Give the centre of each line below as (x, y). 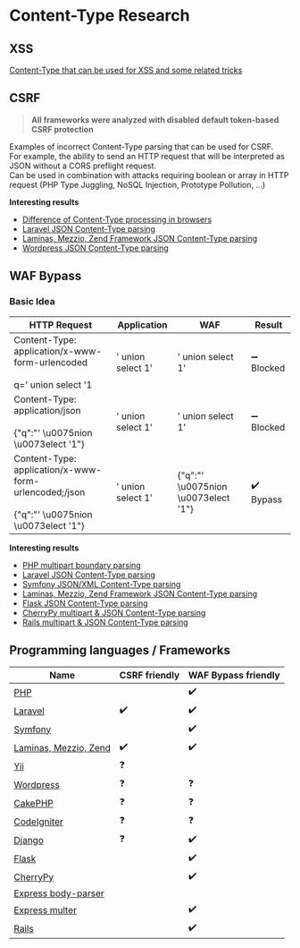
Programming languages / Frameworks (120, 650)
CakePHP (33, 803)
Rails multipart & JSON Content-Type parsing (105, 622)
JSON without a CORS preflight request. (83, 166)
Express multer (46, 910)
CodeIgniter (39, 822)
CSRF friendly (150, 675)
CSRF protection (62, 129)
